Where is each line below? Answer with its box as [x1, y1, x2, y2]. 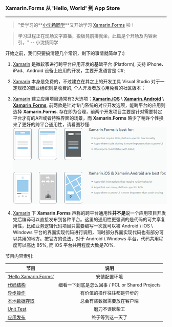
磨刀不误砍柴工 [94, 306, 125, 312]
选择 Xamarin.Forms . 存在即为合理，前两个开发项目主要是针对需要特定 [12, 109, 163, 115]
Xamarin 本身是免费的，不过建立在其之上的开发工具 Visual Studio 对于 [12, 79, 160, 85]
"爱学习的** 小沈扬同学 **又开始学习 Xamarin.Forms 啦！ [17, 22, 136, 28]
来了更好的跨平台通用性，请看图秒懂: [12, 122, 91, 128]
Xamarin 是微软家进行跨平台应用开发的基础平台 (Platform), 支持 [12, 61, 146, 67]
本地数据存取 [7, 298, 35, 304]
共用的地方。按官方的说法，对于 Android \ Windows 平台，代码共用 [17, 235, 159, 242]
